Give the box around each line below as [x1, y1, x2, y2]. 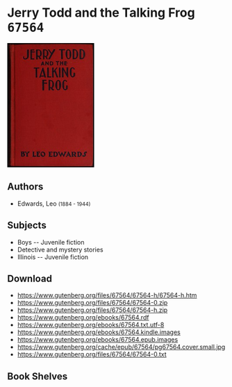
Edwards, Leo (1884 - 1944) [17, 199, 91, 208]
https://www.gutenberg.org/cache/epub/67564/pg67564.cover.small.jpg [17, 343, 226, 352]
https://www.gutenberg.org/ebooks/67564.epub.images [17, 336, 179, 344]
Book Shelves [7, 370, 68, 382]
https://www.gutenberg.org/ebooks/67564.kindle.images [17, 328, 181, 336]
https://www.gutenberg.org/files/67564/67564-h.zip [17, 306, 168, 314]
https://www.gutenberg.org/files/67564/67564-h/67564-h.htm [17, 291, 197, 299]
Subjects [7, 220, 47, 231]
